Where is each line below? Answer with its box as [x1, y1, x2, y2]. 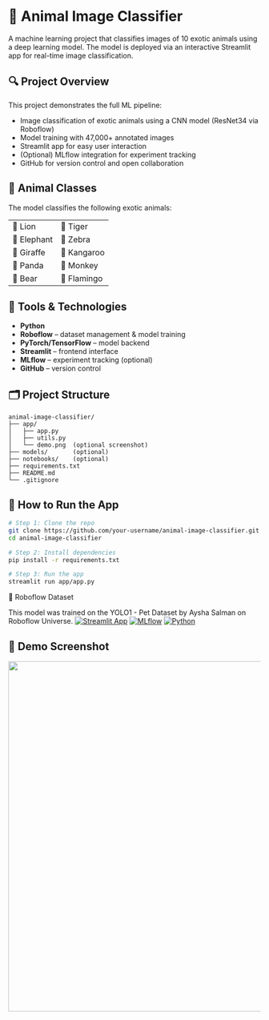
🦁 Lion [12, 220, 36, 231]
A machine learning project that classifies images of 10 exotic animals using [8, 34, 258, 43]
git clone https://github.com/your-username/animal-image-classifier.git [8, 526, 260, 535]
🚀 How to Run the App [8, 498, 119, 512]
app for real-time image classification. [8, 50, 134, 60]
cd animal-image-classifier [8, 534, 102, 542]
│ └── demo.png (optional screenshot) [8, 441, 149, 449]
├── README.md [8, 469, 56, 477]
